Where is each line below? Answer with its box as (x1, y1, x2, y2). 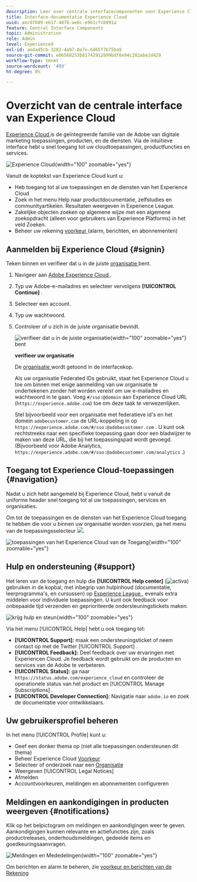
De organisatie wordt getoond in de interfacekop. (14, 363, 134, 370)
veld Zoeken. (14, 221, 46, 228)
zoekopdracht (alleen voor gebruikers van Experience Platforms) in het (14, 215, 186, 222)
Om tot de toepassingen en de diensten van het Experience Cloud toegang (6, 514, 186, 521)
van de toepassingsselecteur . (6, 527, 85, 534)
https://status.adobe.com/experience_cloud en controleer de (14, 674, 164, 681)
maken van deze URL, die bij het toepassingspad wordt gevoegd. (14, 436, 172, 443)
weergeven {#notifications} (6, 806, 110, 816)
